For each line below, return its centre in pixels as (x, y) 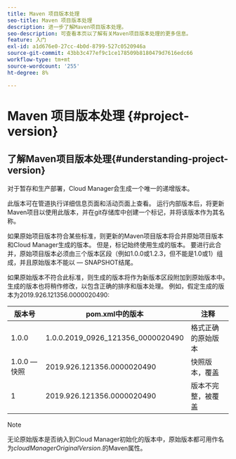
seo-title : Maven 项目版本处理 (50, 20)
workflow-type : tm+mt (39, 60)
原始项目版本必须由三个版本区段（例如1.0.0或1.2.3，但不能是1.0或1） (118, 253)
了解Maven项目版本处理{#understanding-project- (118, 159)
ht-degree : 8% (28, 73)
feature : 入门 (27, 40)
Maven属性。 (127, 448)
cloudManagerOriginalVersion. (58, 448)
